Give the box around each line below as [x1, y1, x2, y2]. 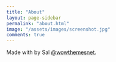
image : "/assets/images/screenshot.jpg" [6, 26, 111, 33]
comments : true [6, 32, 45, 38]
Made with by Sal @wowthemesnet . [6, 48, 96, 56]
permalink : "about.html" [6, 20, 70, 26]
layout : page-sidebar [6, 15, 62, 21]
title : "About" [6, 9, 45, 15]
